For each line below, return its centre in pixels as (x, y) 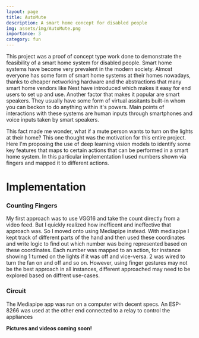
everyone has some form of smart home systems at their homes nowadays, (99, 75)
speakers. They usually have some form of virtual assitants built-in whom (96, 101)
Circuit (16, 291)
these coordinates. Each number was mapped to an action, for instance (94, 250)
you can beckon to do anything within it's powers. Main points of (85, 107)
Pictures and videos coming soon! (49, 328)
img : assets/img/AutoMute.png (44, 28)
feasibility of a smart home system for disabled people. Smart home (89, 63)
